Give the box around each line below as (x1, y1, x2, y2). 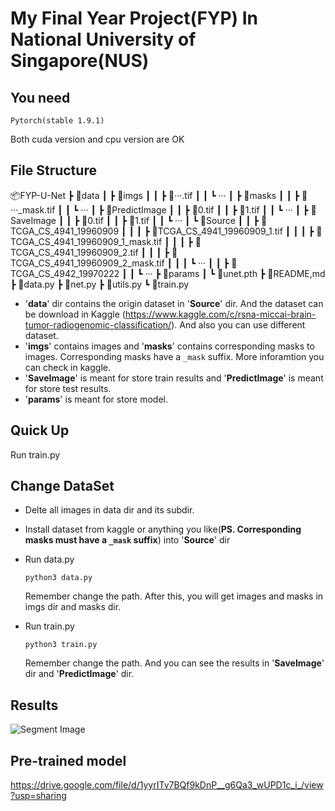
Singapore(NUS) (10, 50, 150, 72)
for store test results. (24, 382, 112, 394)
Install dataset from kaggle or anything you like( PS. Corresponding (24, 523, 302, 536)
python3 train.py (24, 640, 98, 650)
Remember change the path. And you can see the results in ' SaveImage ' (24, 657, 325, 669)
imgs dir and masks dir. (24, 601, 122, 613)
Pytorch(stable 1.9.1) (10, 116, 105, 126)
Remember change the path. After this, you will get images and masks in (24, 590, 324, 602)
